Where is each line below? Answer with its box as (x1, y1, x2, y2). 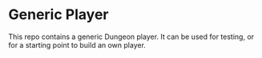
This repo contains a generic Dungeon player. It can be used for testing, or (8, 32, 255, 41)
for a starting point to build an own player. (8, 40, 147, 49)
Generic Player (8, 6, 109, 24)
